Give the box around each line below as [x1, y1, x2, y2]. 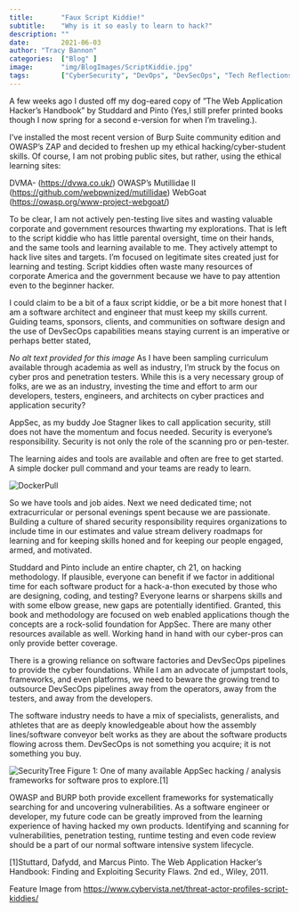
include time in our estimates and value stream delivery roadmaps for [9, 525, 263, 536]
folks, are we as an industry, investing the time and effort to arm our [9, 381, 258, 391]
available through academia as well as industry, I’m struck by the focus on [9, 362, 280, 373]
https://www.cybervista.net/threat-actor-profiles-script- [83, 883, 289, 894]
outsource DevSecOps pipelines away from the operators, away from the [9, 683, 278, 694]
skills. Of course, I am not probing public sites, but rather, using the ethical [9, 151, 282, 161]
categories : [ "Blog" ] [9, 54, 98, 63]
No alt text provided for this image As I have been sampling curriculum [9, 352, 269, 363]
